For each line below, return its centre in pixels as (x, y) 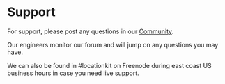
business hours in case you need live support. (73, 73)
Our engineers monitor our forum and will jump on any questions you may (113, 44)
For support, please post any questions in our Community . (91, 31)
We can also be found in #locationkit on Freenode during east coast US (110, 65)
